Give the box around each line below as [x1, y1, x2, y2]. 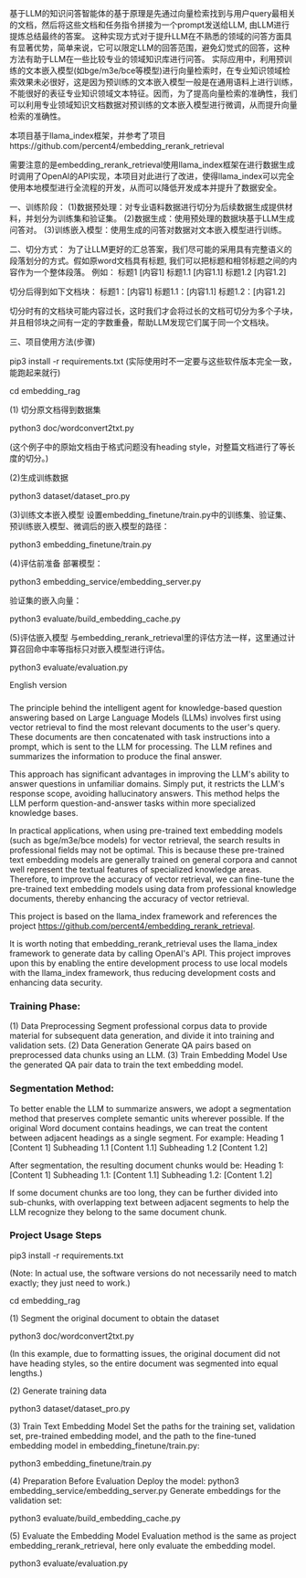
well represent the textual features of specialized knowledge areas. [9, 863, 262, 874]
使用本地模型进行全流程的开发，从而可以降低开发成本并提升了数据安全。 [9, 182, 281, 193]
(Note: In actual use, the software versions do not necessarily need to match [9, 1267, 297, 1278]
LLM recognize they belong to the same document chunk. [9, 1206, 227, 1217]
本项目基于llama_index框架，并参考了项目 [9, 131, 166, 141]
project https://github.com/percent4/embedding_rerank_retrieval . [9, 920, 256, 931]
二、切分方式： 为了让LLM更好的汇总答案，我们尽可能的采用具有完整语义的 [9, 244, 292, 254]
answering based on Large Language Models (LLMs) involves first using [9, 712, 281, 723]
